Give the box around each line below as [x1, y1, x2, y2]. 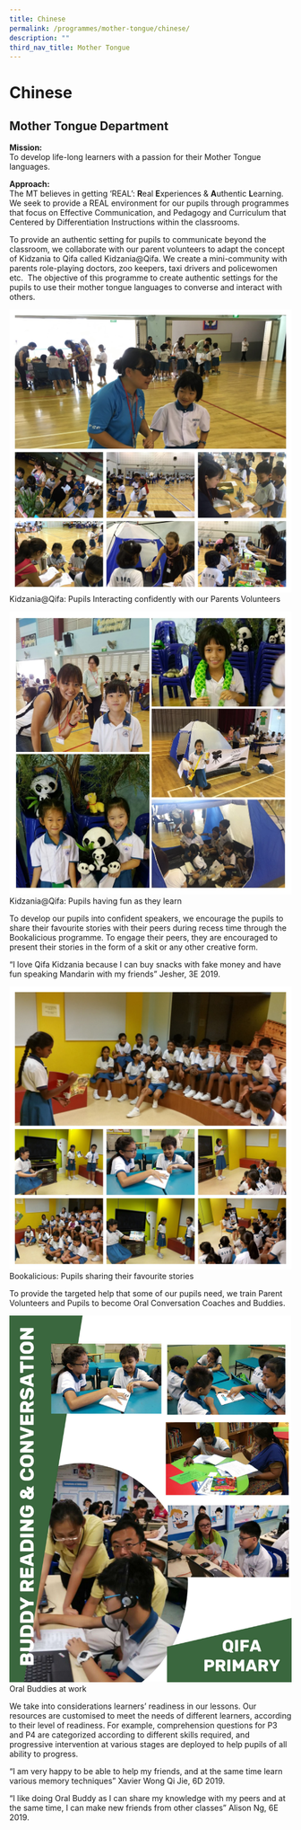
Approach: [9, 179, 50, 190]
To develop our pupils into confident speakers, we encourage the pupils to [9, 913, 284, 924]
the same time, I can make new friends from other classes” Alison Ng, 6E [9, 1802, 279, 1813]
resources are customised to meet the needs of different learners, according [9, 1710, 292, 1720]
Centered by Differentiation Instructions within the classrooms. [9, 217, 240, 228]
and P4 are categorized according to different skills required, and [9, 1729, 250, 1740]
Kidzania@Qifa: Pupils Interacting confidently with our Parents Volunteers [9, 594, 280, 605]
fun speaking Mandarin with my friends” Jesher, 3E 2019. [9, 968, 221, 979]
